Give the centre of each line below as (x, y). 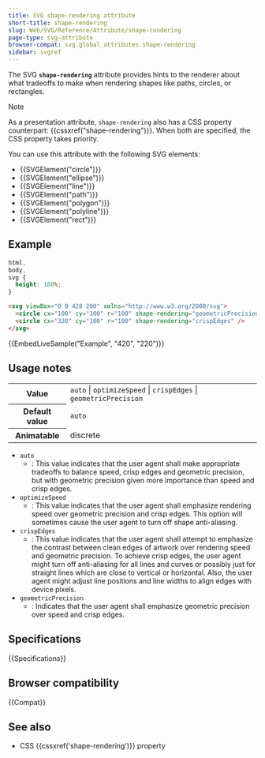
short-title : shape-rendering (58, 23)
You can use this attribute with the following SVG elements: (104, 154)
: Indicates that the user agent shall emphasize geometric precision (140, 606)
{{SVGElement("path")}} (59, 195)
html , (17, 263)
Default (37, 411)
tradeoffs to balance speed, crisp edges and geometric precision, (138, 472)
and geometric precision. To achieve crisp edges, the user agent (136, 556)
